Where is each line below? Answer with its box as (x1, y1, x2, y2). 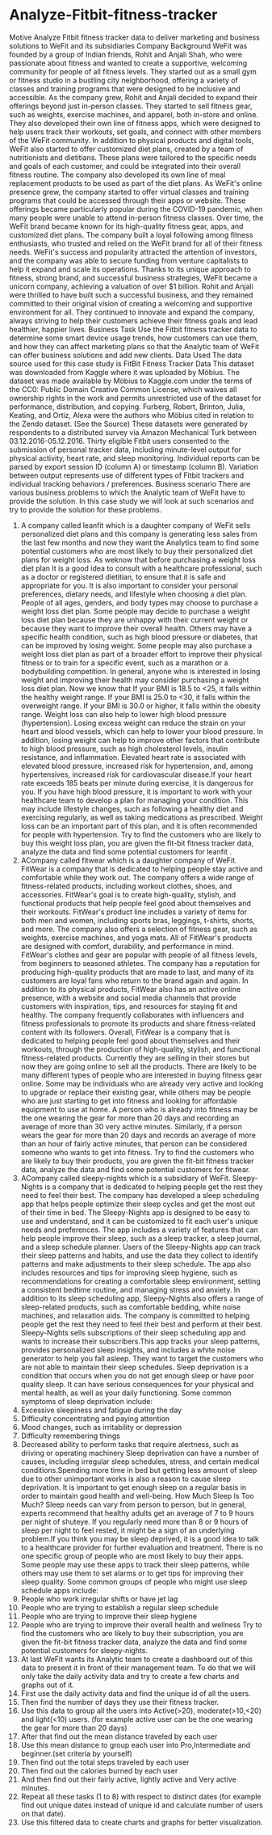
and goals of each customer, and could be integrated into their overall (9, 161, 241, 171)
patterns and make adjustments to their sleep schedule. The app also (20, 1259, 252, 1268)
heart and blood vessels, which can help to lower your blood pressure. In (20, 726, 264, 736)
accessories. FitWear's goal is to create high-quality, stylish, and (20, 889, 236, 899)
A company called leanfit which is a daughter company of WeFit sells (20, 520, 251, 530)
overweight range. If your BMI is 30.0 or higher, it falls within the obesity (20, 701, 261, 711)
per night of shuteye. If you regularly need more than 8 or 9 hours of (20, 1517, 249, 1526)
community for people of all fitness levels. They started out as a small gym (9, 66, 257, 76)
